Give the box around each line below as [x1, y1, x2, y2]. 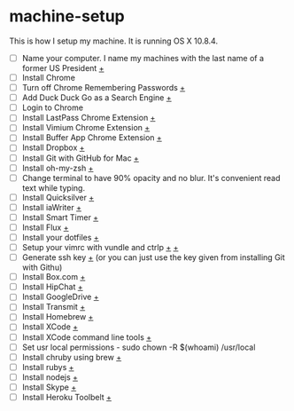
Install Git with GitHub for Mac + [21, 153, 140, 163]
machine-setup [9, 6, 126, 27]
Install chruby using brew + [21, 352, 122, 362]
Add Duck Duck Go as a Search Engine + [21, 92, 172, 103]
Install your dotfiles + [21, 232, 99, 242]
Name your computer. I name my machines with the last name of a [21, 52, 264, 63]
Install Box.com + [21, 272, 86, 282]
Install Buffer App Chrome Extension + [21, 132, 162, 143]
